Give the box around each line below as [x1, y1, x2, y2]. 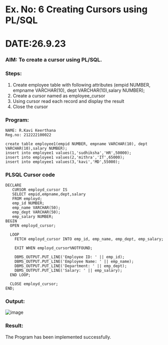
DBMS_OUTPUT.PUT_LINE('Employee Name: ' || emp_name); [14, 259, 134, 265]
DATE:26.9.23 [5, 38, 66, 50]
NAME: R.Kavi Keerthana [5, 128, 56, 133]
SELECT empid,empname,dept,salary [12, 192, 86, 197]
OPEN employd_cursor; [10, 223, 56, 229]
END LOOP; [10, 273, 31, 278]
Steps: [5, 70, 22, 77]
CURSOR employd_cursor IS [12, 187, 68, 193]
